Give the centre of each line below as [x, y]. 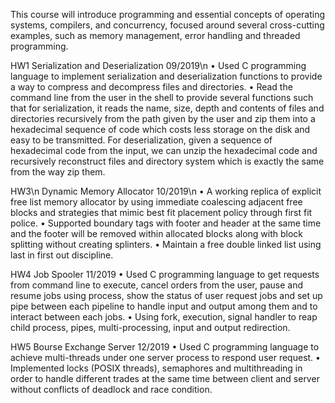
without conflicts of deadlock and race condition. [111, 389]
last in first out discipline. [62, 255]
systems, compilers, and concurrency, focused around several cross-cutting [167, 25]
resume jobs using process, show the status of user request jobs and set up [166, 295]
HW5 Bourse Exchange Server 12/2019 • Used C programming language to [165, 347]
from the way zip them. [58, 172]
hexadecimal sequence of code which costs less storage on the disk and [160, 129]
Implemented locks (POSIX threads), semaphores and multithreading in [156, 368]
